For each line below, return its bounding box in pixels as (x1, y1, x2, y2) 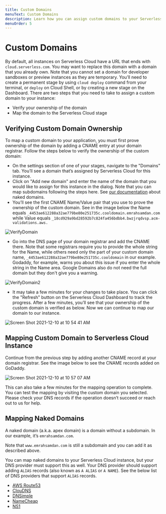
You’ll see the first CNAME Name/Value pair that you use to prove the (12, 199, 154, 205)
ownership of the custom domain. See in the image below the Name (12, 205, 151, 210)
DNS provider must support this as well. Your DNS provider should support (5, 462, 157, 468)
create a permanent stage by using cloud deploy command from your (5, 79, 147, 85)
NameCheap (12, 498, 38, 504)
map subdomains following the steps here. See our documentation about (12, 189, 161, 195)
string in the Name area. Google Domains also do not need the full (12, 265, 147, 270)
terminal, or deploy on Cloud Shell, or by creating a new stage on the (5, 85, 145, 91)
